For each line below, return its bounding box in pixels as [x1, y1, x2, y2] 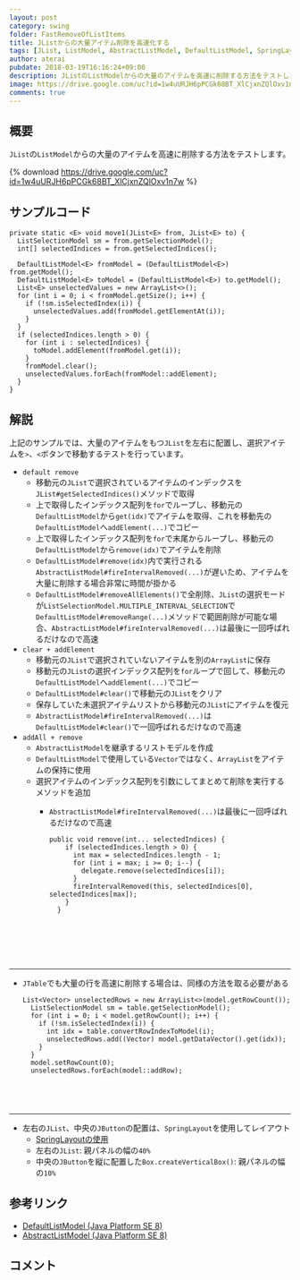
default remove [21, 467, 79, 477]
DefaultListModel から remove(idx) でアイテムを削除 [35, 543, 221, 555]
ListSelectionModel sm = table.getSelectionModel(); [30, 1003, 231, 1012]
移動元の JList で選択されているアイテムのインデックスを [35, 476, 243, 488]
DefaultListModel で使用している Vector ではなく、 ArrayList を [35, 753, 262, 764]
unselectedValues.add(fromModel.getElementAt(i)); [32, 307, 226, 316]
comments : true [9, 88, 66, 97]
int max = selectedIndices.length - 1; [72, 850, 221, 859]
